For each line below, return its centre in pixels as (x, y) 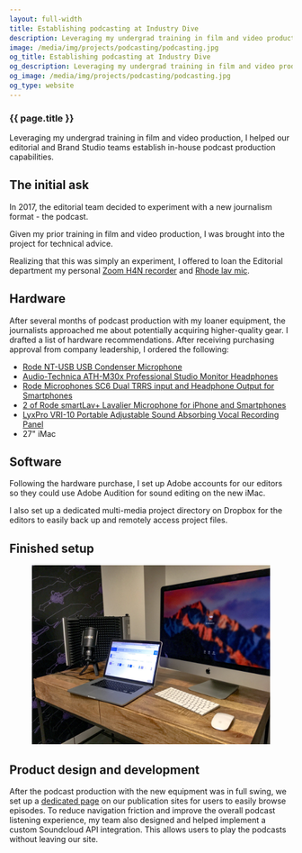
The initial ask (49, 185)
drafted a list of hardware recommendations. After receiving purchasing (142, 340)
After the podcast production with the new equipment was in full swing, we (148, 792)
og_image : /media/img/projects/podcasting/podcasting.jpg (120, 77)
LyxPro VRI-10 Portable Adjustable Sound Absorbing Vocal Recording (151, 414)
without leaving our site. (54, 839)
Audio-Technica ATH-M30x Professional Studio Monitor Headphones (150, 376)
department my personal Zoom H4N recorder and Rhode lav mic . (129, 270)
